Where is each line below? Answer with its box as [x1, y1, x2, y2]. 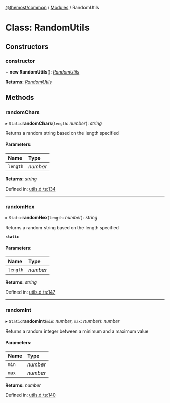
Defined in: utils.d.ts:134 [5, 186, 56, 192]
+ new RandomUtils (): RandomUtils [5, 68, 80, 75]
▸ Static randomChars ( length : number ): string [5, 120, 102, 126]
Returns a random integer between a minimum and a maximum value [5, 328, 149, 334]
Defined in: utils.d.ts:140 [5, 392, 56, 398]
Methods [5, 93, 34, 102]
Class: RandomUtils [5, 22, 90, 33]
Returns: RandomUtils [5, 79, 52, 85]
